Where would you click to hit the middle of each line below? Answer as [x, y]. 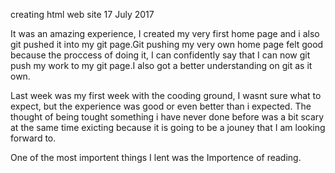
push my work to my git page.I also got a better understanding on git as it [161, 65]
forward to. [33, 138]
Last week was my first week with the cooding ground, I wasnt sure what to [166, 95]
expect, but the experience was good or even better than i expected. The [161, 106]
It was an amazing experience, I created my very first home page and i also [165, 33]
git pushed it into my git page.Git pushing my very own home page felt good [167, 44]
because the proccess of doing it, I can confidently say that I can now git [160, 55]
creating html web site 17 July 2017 [82, 14]
